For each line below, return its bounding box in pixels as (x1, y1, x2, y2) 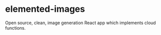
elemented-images (5, 3, 85, 15)
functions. (5, 25, 26, 31)
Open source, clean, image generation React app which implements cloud (5, 20, 156, 26)
